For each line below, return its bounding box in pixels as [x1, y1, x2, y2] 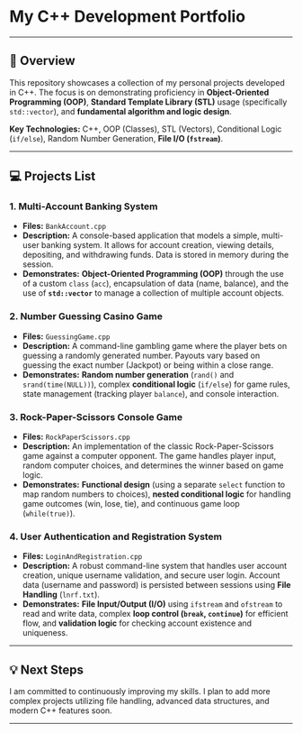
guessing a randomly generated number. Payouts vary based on [22, 350, 261, 361]
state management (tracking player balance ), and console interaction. [22, 388, 280, 399]
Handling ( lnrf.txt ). [22, 589, 101, 600]
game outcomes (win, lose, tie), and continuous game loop [22, 499, 240, 509]
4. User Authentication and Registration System [9, 530, 223, 543]
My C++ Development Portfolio [9, 6, 245, 27]
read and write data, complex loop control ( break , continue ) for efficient [22, 609, 289, 619]
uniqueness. [22, 628, 68, 638]
